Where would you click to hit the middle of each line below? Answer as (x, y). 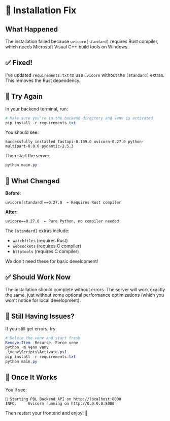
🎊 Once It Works (31, 377)
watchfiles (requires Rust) (40, 241)
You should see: (22, 132)
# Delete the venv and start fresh (43, 338)
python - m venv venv (27, 347)
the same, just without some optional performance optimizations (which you (85, 295)
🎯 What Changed (32, 181)
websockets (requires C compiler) (47, 246)
